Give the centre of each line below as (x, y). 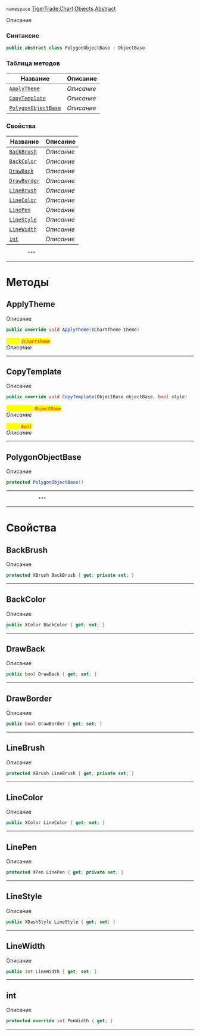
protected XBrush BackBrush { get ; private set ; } (70, 576)
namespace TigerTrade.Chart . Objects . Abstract (61, 9)
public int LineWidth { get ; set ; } (51, 972)
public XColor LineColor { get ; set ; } (56, 823)
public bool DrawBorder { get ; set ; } (54, 724)
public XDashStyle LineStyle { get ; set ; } (61, 922)
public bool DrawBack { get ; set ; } (51, 674)
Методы (28, 282)
